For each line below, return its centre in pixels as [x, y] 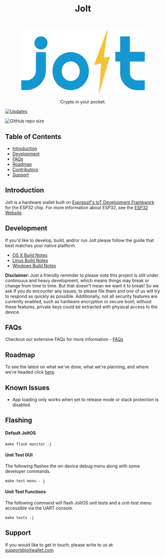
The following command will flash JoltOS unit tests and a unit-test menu [78, 503]
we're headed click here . [30, 372]
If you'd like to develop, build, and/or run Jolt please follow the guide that [80, 240]
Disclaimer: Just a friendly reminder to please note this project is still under [82, 275]
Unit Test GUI [19, 455]
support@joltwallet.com [29, 550]
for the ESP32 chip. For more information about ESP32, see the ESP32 [77, 207]
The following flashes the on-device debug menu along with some [72, 466]
